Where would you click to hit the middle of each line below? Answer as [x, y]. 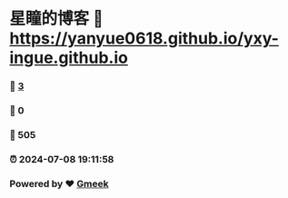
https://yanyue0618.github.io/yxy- [144, 39]
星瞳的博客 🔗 [57, 19]
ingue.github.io [69, 58]
